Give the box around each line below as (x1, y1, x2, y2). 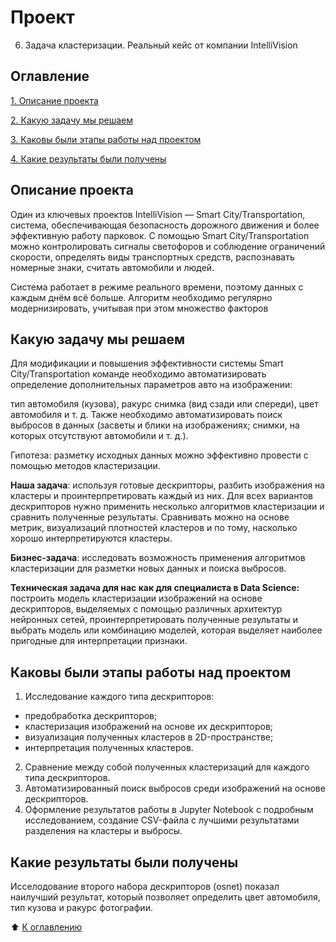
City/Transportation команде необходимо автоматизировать (10, 368, 267, 380)
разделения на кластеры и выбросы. (24, 825, 183, 837)
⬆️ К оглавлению (10, 921, 83, 933)
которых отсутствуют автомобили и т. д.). (10, 430, 189, 442)
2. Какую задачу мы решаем (10, 114, 133, 126)
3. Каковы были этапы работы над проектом (10, 133, 202, 145)
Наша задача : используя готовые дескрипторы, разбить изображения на (10, 479, 325, 491)
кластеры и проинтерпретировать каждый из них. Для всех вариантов (10, 490, 313, 502)
